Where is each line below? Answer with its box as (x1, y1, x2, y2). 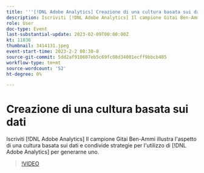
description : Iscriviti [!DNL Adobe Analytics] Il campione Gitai (6, 15, 178, 21)
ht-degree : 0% (6, 71, 42, 77)
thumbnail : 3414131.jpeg (6, 43, 69, 49)
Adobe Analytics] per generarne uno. (6, 148, 100, 155)
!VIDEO (21, 160, 39, 168)
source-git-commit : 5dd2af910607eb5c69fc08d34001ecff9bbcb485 (6, 54, 167, 60)
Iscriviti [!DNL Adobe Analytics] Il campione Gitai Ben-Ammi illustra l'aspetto (6, 135, 197, 143)
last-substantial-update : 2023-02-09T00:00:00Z (6, 32, 129, 38)
